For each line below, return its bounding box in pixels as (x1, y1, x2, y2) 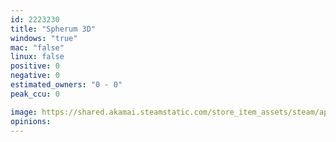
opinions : (10, 116, 52, 126)
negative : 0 (10, 71, 60, 81)
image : (10, 107, 38, 117)
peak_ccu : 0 (10, 89, 60, 99)
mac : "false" (10, 42, 65, 53)
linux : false (10, 52, 65, 62)
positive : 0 (10, 61, 60, 71)
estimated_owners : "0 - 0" (10, 80, 123, 90)
